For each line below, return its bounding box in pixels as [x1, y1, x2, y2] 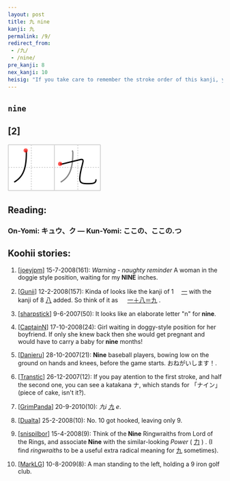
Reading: [8, 204, 47, 216]
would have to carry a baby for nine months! [17, 337, 143, 345]
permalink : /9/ [8, 33, 51, 40]
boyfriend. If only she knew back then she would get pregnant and [17, 330, 205, 338]
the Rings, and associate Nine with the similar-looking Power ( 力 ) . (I [17, 437, 213, 445]
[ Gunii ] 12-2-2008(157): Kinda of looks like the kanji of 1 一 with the [17, 287, 212, 295]
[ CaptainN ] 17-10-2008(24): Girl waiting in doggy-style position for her [17, 323, 216, 331]
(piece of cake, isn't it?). [17, 388, 86, 397]
